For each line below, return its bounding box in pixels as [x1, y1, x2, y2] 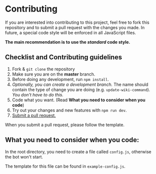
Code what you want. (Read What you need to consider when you [12, 97, 145, 103]
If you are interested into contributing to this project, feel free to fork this [5, 19, 150, 25]
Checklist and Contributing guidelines [5, 53, 122, 62]
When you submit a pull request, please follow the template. [5, 122, 125, 127]
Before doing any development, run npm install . [12, 76, 109, 82]
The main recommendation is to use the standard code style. [5, 39, 131, 45]
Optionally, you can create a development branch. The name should [12, 81, 149, 87]
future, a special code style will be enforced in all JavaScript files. [5, 30, 137, 35]
